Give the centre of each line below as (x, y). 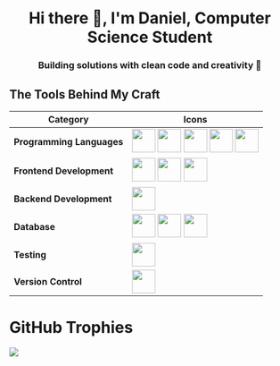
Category (68, 119)
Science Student (150, 37)
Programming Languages (69, 141)
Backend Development (63, 199)
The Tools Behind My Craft (85, 94)
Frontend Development (64, 171)
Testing (30, 254)
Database (35, 226)
